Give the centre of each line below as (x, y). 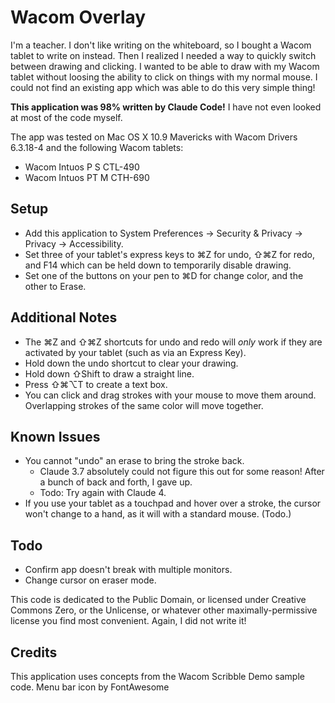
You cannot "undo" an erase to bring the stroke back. (134, 461)
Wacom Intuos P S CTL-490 (82, 167)
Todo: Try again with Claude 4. (103, 493)
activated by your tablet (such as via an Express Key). (135, 352)
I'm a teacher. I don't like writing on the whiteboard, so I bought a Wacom (161, 45)
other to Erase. (55, 286)
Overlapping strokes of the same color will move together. (144, 405)
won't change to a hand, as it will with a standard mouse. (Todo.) (158, 514)
